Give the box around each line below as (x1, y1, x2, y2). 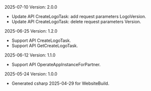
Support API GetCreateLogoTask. (11, 43, 78, 48)
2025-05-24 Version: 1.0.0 (4, 71, 58, 77)
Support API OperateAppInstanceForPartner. (11, 62, 101, 67)
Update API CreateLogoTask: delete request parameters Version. (11, 19, 141, 24)
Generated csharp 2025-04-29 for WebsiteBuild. (11, 80, 110, 86)
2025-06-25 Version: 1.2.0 (4, 28, 58, 34)
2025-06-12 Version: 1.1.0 (4, 52, 56, 58)
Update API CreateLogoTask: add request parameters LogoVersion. (11, 14, 147, 19)
